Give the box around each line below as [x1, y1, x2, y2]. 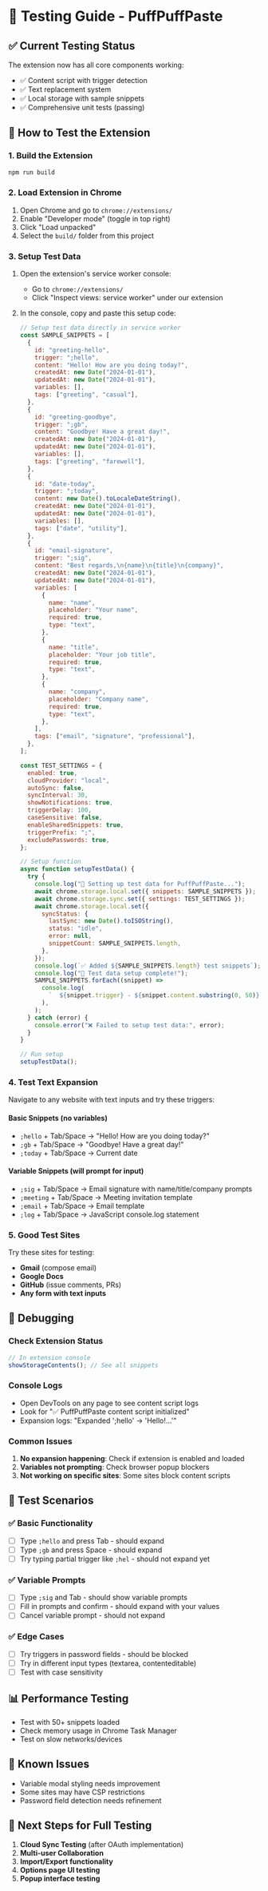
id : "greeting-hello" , [34, 346, 110, 354]
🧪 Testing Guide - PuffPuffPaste [8, 7, 223, 26]
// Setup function [19, 858, 81, 866]
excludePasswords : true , [27, 836, 110, 844]
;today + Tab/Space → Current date [19, 1148, 138, 1158]
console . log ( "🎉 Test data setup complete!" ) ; [34, 969, 189, 977]
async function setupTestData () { [19, 865, 135, 873]
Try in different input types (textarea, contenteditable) [19, 1658, 197, 1668]
